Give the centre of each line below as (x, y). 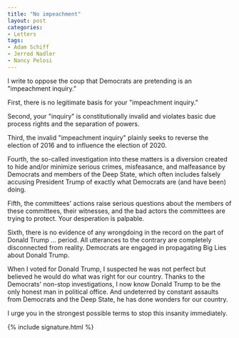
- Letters (22, 34)
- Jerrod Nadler (31, 54)
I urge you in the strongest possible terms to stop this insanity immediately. (118, 313)
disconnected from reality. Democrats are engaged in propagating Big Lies (117, 247)
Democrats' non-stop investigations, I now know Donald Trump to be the (114, 284)
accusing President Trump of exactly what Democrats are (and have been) (117, 182)
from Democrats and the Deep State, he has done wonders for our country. (118, 299)
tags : (15, 41)
